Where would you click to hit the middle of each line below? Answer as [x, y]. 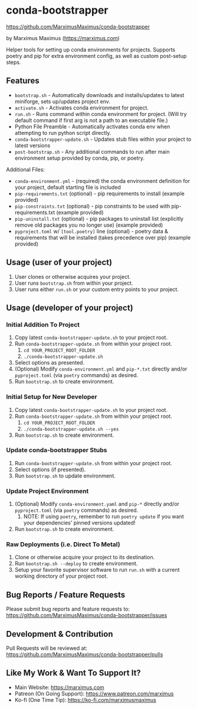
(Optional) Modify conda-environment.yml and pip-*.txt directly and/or [101, 369]
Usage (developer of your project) [70, 307]
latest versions [32, 145]
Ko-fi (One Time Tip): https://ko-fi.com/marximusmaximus [85, 700]
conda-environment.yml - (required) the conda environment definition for [102, 181]
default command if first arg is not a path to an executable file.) [91, 120]
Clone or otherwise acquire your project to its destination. [85, 557]
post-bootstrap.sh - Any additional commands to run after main [92, 152]
